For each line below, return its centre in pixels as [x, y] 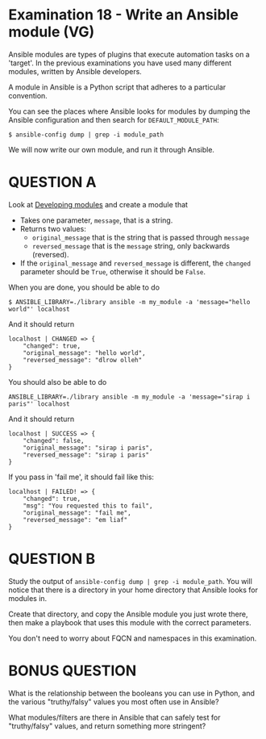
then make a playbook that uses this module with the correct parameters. [130, 622]
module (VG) [52, 32]
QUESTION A [52, 182]
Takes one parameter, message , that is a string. [96, 220]
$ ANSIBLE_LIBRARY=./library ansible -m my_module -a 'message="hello [129, 302]
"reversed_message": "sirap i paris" [86, 455]
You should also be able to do [58, 382]
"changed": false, [54, 440]
